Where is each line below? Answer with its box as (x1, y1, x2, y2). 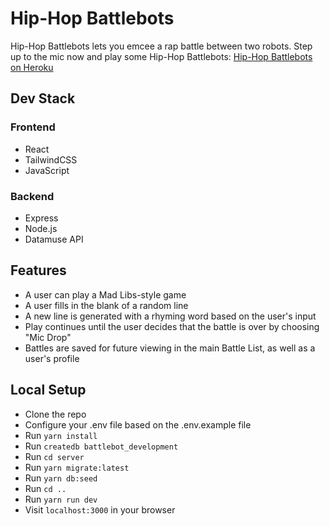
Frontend (10, 120, 56, 134)
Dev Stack (10, 90, 76, 107)
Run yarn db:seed (24, 472, 98, 484)
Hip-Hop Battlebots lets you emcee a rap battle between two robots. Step (10, 40, 313, 52)
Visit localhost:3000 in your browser (24, 503, 176, 516)
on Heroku (10, 61, 54, 73)
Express (24, 212, 59, 224)
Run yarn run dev (24, 493, 98, 505)
